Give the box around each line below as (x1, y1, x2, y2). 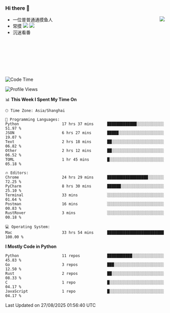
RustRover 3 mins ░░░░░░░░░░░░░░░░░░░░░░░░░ (5, 210, 164, 215)
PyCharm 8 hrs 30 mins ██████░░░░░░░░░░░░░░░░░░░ (5, 184, 164, 189)
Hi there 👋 (5, 5, 30, 12)
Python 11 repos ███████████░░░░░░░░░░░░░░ (5, 254, 164, 259)
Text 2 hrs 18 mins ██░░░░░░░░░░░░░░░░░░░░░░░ (5, 139, 164, 144)
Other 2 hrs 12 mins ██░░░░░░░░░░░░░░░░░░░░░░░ (5, 148, 164, 153)
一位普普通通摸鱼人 (12, 17, 53, 23)
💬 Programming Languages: (5, 117, 60, 122)
